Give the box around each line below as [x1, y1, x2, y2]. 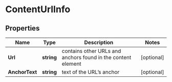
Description [84, 39, 114, 46]
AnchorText [8, 69, 37, 75]
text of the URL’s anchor [61, 69, 120, 75]
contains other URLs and [61, 47, 121, 54]
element [61, 60, 82, 67]
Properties [5, 24, 40, 33]
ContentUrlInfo [5, 4, 71, 15]
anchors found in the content [61, 54, 132, 61]
